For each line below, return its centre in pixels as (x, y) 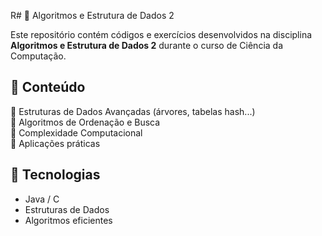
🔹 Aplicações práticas (55, 143)
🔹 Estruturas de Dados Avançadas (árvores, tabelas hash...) (133, 111)
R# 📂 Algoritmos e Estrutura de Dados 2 (92, 15)
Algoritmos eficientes (68, 220)
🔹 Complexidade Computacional (76, 132)
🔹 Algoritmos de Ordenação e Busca (85, 122)
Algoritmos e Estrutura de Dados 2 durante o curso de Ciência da (147, 45)
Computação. (38, 56)
